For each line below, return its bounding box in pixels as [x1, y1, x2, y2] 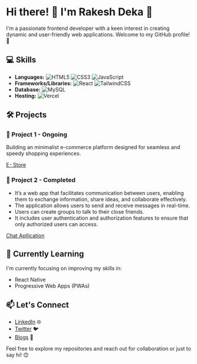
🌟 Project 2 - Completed [6, 176, 76, 184]
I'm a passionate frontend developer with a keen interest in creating [6, 25, 170, 32]
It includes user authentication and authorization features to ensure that [14, 214, 189, 221]
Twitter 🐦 [14, 325, 39, 332]
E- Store [6, 161, 26, 168]
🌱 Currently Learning [6, 249, 84, 259]
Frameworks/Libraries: [14, 79, 72, 87]
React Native [14, 276, 46, 283]
